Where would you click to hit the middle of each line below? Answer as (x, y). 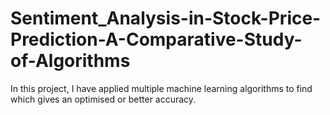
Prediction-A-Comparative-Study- (156, 39)
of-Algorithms (70, 61)
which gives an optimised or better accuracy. (103, 99)
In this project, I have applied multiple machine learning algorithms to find (161, 88)
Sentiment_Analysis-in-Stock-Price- (166, 18)
